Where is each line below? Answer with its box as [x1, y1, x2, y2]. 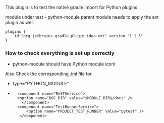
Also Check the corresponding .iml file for [5, 71, 92, 77]
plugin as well [5, 20, 34, 25]
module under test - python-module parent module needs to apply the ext [5, 14, 159, 20]
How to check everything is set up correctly [5, 49, 115, 56]
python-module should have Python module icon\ [12, 61, 116, 67]
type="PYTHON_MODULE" [12, 81, 70, 87]
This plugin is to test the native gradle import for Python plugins [5, 5, 138, 10]
